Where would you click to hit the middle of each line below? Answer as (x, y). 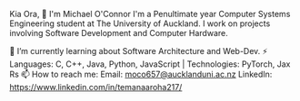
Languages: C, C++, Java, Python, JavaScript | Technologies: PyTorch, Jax (150, 64)
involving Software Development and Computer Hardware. (119, 33)
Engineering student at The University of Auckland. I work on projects (140, 23)
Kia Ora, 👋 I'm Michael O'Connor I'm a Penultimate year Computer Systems (150, 14)
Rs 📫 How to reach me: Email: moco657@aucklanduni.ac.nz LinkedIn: (141, 74)
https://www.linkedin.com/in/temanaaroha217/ (96, 87)
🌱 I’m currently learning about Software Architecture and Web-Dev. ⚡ (139, 51)
